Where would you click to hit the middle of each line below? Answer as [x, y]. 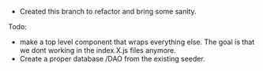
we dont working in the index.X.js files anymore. [98, 50]
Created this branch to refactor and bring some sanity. [108, 11]
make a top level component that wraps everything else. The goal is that [137, 42]
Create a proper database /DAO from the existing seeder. [112, 59]
